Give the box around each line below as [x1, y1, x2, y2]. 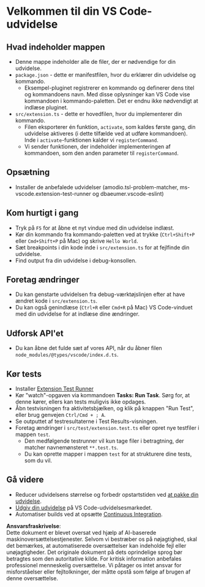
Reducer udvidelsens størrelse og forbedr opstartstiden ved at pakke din [15, 491, 199, 498]
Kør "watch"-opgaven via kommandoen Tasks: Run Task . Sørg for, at [15, 392, 190, 399]
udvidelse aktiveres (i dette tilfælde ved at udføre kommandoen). [24, 130, 188, 137]
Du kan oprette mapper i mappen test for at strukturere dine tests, [24, 450, 192, 458]
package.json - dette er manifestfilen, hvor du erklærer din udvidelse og [15, 71, 196, 78]
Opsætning [6, 167, 50, 177]
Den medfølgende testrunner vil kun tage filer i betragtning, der [24, 437, 185, 445]
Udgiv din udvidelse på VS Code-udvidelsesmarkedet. [15, 503, 153, 511]
